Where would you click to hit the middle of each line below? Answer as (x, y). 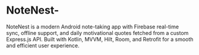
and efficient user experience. (43, 46)
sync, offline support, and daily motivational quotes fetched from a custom (97, 33)
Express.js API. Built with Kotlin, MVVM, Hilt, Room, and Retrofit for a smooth (100, 39)
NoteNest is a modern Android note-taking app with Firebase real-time (93, 27)
